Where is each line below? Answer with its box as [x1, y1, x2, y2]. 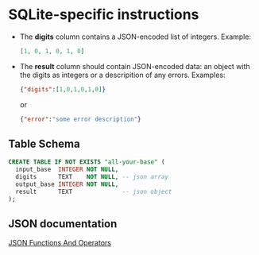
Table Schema [8, 137, 81, 150]
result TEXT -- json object [15, 187, 172, 195]
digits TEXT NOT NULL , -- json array [15, 173, 169, 181]
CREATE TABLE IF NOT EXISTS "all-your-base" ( [8, 158, 165, 166]
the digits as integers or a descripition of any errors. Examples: [19, 70, 226, 79]
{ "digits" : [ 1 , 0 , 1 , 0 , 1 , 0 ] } [19, 85, 106, 93]
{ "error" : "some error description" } [19, 115, 141, 123]
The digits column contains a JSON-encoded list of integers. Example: [19, 32, 252, 41]
